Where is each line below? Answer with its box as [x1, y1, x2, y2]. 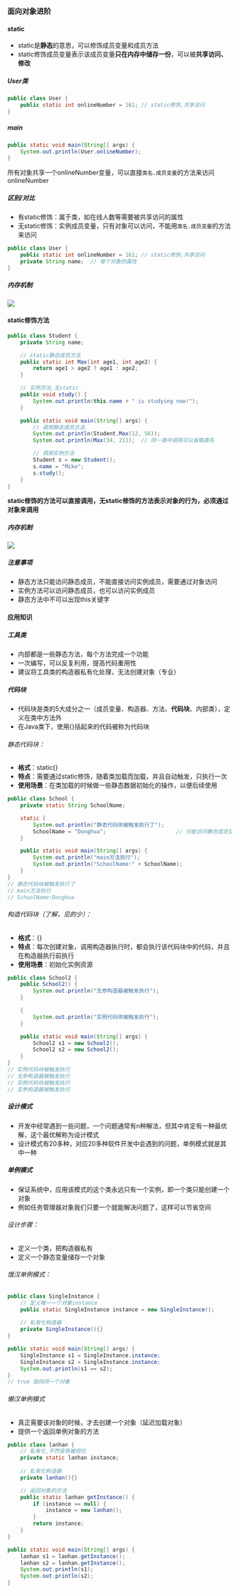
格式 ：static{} [17, 763, 58, 772]
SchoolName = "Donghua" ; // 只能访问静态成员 [33, 827, 229, 835]
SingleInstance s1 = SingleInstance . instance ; [20, 1352, 161, 1359]
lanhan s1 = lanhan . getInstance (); [20, 1552, 126, 1560]
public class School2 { [7, 974, 78, 981]
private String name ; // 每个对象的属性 [20, 258, 137, 265]
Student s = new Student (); [33, 457, 116, 464]
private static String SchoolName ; [20, 802, 126, 809]
